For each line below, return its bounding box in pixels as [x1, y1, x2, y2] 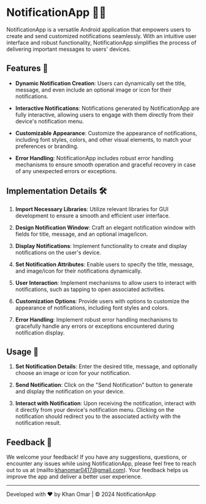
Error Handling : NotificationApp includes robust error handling [15, 154, 174, 161]
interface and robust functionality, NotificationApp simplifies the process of [6, 39, 197, 46]
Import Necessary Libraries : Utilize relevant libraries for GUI [15, 205, 169, 212]
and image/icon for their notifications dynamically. [15, 267, 142, 274]
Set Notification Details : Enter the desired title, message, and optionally [15, 363, 197, 370]
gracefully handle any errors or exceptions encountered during [15, 322, 175, 330]
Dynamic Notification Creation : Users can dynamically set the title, [15, 79, 186, 87]
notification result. [15, 419, 61, 427]
